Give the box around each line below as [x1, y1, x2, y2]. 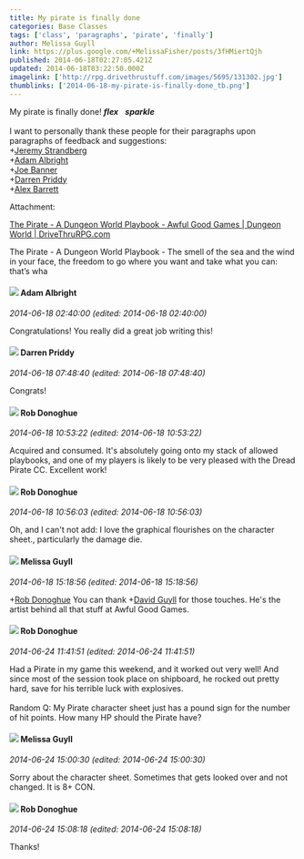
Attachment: [9, 201, 56, 212]
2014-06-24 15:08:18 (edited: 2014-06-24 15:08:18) [9, 823, 202, 834]
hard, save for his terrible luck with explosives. [9, 682, 184, 693]
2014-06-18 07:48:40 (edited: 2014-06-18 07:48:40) [9, 368, 207, 379]
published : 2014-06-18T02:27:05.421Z [9, 56, 153, 65]
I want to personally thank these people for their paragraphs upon [9, 125, 257, 137]
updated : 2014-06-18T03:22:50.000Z [9, 65, 145, 74]
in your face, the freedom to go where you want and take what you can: [9, 256, 278, 267]
